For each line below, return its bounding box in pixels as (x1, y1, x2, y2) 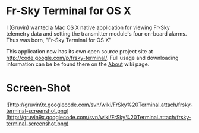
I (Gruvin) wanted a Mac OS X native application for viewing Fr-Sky (6, 24, 170, 31)
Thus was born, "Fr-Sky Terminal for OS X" (6, 36, 112, 43)
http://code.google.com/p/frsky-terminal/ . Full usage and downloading (6, 54, 179, 61)
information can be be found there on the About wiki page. (6, 61, 150, 68)
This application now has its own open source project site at (6, 47, 153, 55)
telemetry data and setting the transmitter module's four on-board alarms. (6, 30, 187, 37)
